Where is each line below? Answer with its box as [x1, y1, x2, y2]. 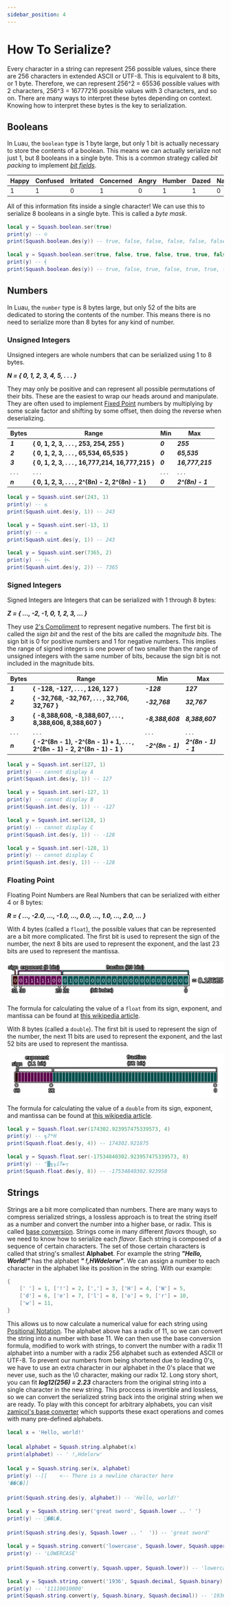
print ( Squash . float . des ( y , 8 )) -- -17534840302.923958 [7, 1168, 168, 1175]
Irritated [69, 176, 94, 185]
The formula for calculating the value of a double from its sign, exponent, [7, 1104, 213, 1112]
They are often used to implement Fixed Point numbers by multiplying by [7, 399, 213, 407]
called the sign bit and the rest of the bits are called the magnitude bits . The [7, 630, 222, 638]
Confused [35, 176, 65, 185]
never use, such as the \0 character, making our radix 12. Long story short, [7, 1370, 219, 1379]
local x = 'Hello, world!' [7, 1429, 85, 1436]
